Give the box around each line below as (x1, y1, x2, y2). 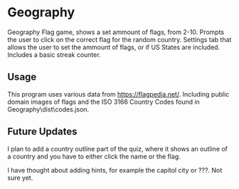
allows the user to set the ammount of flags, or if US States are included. (7, 43, 221, 51)
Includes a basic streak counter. (7, 50, 101, 59)
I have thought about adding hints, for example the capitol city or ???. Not (7, 166, 223, 174)
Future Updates (7, 126, 78, 138)
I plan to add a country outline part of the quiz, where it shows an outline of (7, 144, 228, 153)
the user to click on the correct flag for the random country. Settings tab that (7, 35, 232, 43)
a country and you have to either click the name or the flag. (7, 152, 181, 161)
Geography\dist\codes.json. (7, 104, 90, 114)
